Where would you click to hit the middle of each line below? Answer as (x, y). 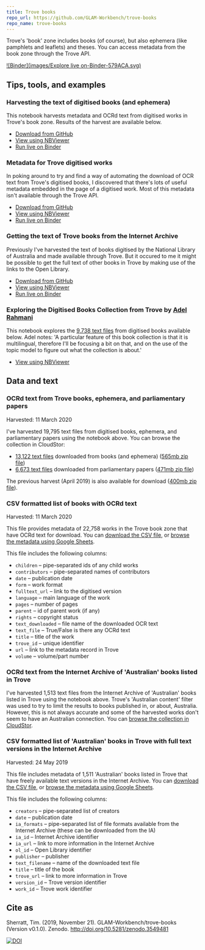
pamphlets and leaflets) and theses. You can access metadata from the (96, 47)
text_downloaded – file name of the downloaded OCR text (87, 624)
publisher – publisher (42, 856)
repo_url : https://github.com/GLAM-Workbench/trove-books (81, 18)
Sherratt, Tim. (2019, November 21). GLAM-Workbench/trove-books (92, 922)
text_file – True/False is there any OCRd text (73, 630)
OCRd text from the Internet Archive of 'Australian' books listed (102, 672)
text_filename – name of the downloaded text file (77, 863)
